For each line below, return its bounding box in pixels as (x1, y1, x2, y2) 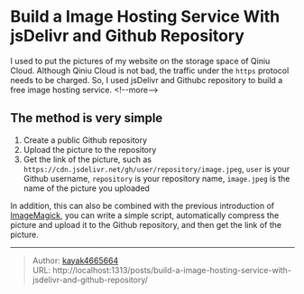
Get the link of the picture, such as (23, 154, 152, 165)
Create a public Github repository (23, 134, 148, 146)
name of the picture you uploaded (23, 183, 150, 194)
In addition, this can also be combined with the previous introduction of (10, 200, 274, 211)
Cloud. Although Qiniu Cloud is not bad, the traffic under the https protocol (10, 65, 290, 76)
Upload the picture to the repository (23, 144, 157, 155)
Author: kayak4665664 (32, 255, 119, 266)
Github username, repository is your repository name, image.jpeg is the (23, 173, 290, 184)
